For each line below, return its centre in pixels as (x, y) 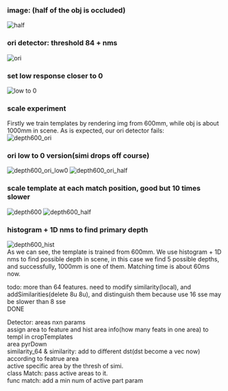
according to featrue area (43, 359)
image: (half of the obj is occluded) (66, 10)
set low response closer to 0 (55, 75)
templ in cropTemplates (40, 337)
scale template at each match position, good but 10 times (104, 189)
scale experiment (37, 108)
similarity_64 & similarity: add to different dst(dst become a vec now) (104, 351)
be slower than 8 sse (37, 302)
